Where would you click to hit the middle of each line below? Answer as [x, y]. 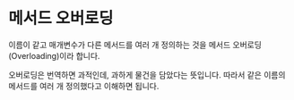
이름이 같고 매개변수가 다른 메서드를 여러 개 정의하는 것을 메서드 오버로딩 [135, 45]
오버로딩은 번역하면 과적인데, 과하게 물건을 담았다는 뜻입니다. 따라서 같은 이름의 [147, 75]
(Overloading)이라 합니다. [54, 55]
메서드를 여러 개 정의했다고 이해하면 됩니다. [84, 86]
